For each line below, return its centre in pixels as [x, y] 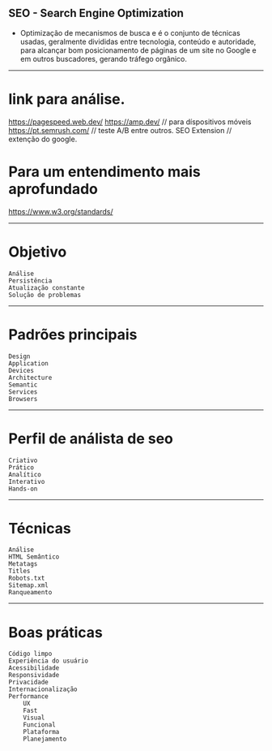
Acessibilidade [34, 668]
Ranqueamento [30, 593]
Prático [21, 467]
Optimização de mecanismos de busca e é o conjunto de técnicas [130, 32]
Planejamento [45, 739]
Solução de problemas [45, 295]
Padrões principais [73, 334]
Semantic [23, 385]
